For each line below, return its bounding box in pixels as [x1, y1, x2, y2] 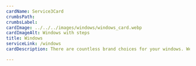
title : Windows [6, 35, 43, 41]
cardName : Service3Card [6, 8, 64, 14]
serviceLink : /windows [6, 41, 61, 47]
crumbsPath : [6, 14, 35, 20]
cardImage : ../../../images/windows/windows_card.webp [6, 24, 142, 31]
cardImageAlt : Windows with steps [6, 30, 90, 36]
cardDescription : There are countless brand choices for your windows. [6, 46, 184, 52]
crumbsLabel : [6, 19, 38, 25]
